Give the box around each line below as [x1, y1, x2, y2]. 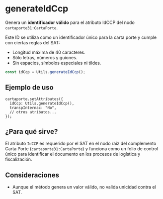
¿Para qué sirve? [5, 127, 58, 136]
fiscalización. [5, 156, 32, 162]
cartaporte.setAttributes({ [5, 97, 64, 101]
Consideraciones [5, 171, 60, 179]
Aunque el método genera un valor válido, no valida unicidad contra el [12, 184, 156, 190]
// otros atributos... [9, 109, 57, 114]
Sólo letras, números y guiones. [12, 54, 78, 60]
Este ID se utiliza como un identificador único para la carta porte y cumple [5, 34, 157, 40]
